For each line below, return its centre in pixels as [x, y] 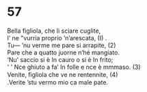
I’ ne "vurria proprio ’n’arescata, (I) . [57, 37]
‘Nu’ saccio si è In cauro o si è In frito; [60, 59]
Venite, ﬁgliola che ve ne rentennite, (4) [63, 74]
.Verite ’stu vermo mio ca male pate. [57, 82]
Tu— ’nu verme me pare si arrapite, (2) [62, 45]
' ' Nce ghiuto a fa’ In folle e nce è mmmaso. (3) [74, 67]
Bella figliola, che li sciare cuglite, [54, 31]
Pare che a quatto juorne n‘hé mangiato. [63, 52]
